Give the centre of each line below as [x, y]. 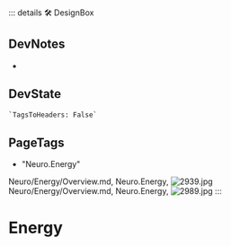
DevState [35, 94]
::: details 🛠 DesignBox [51, 13]
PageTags [36, 142]
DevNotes [37, 44]
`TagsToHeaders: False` [53, 115]
